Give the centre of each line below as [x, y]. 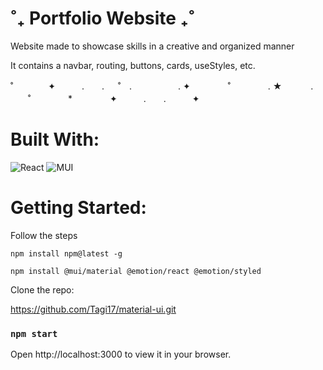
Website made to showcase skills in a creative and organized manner [152, 46]
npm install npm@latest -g [66, 253]
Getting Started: [78, 208]
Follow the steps [44, 235]
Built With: [55, 139]
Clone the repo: [42, 289]
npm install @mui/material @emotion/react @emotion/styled [136, 271]
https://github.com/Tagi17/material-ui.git [93, 309]
